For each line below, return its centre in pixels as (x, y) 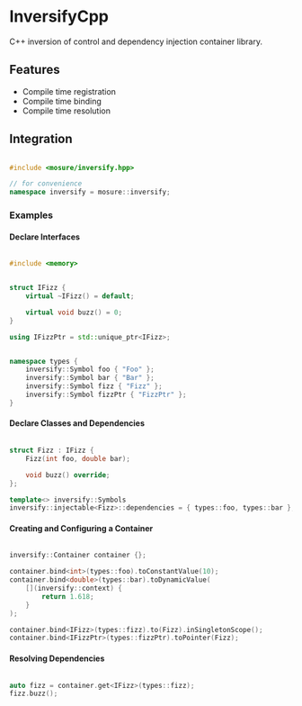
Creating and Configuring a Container (81, 528)
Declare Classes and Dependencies (77, 423)
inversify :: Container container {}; (78, 556)
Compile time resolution (66, 111)
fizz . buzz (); (34, 694)
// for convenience (46, 184)
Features (35, 70)
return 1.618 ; (68, 596)
